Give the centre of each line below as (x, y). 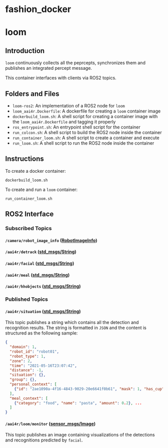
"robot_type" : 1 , (28, 356)
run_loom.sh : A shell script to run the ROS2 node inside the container (83, 143)
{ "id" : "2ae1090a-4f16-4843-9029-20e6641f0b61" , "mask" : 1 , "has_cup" (89, 389)
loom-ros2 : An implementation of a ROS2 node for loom (68, 106)
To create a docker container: (35, 171)
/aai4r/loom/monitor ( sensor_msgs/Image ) (50, 423)
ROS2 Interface (29, 214)
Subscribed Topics (28, 229)
